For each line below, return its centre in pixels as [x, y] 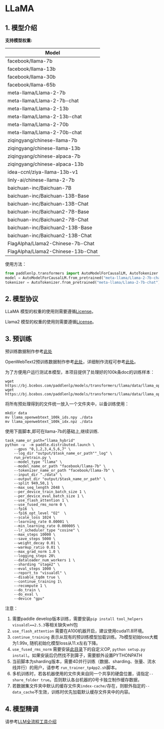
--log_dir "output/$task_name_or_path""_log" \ [63, 454]
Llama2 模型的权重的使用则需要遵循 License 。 [51, 322]
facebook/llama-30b [32, 77]
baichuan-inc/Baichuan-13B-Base [48, 196]
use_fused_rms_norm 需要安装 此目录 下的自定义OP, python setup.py [79, 649]
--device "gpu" [29, 599]
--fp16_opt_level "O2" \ [40, 513]
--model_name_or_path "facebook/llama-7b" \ [60, 466]
